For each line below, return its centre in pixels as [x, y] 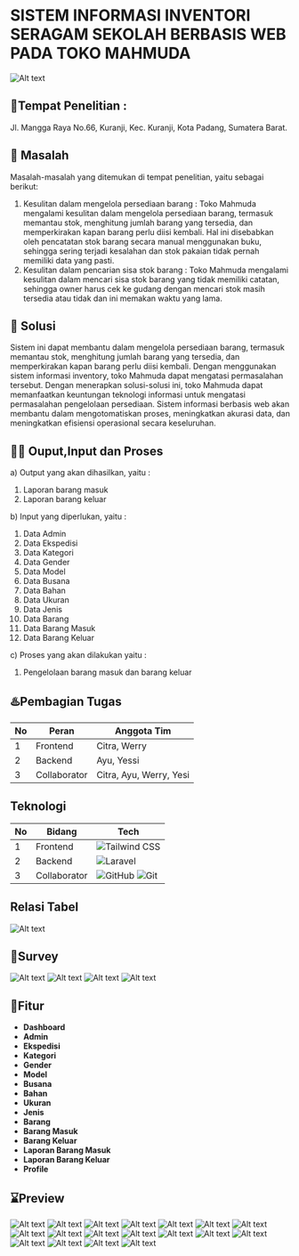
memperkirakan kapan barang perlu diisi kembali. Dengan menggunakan [143, 367]
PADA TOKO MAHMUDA [101, 53]
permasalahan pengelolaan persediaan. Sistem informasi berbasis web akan [150, 404]
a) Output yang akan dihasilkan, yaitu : [80, 473]
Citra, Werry [122, 746]
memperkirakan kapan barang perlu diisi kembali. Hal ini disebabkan [148, 231]
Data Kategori [48, 553]
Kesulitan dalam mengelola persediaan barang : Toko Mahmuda [140, 203]
